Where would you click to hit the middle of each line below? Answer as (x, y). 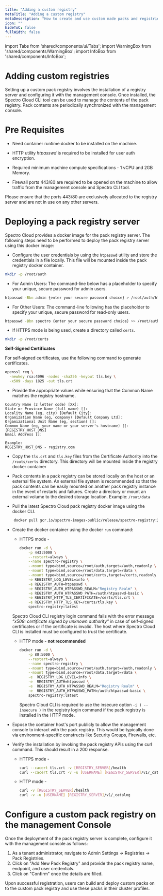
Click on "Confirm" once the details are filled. (57, 874)
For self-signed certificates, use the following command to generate (73, 358)
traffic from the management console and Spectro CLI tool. (71, 187)
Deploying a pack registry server (72, 222)
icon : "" (14, 23)
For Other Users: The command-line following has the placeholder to (81, 307)
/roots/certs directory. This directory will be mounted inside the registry (85, 461)
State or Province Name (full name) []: (47, 409)
